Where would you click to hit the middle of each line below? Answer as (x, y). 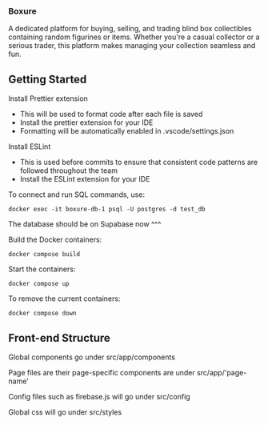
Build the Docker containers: (55, 240)
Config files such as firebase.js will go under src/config (99, 396)
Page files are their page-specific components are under (102, 372)
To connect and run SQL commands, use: (77, 194)
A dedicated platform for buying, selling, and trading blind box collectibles (130, 29)
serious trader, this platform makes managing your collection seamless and (132, 46)
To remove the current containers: (64, 299)
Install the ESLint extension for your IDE (85, 179)
